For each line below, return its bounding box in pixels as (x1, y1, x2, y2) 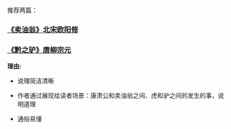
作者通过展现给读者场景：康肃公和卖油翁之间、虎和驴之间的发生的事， (17, 92, 219, 100)
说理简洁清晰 (17, 77, 54, 85)
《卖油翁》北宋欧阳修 (7, 25, 78, 34)
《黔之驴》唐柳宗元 (7, 45, 71, 54)
